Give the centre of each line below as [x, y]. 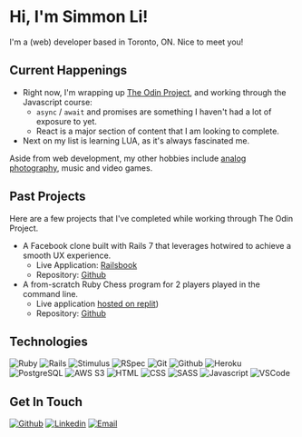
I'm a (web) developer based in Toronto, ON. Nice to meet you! [127, 42]
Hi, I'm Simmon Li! [79, 17]
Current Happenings [68, 70]
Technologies [49, 341]
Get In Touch [46, 402]
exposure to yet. [67, 121]
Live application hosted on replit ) [97, 303]
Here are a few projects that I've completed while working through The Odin [151, 218]
